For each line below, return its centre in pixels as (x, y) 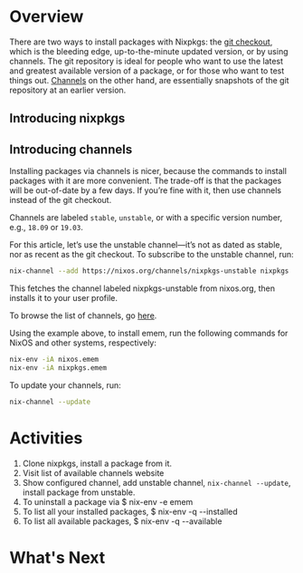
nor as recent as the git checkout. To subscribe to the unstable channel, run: (151, 255)
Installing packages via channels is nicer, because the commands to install (148, 171)
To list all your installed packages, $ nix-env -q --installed (130, 511)
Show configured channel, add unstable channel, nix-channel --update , (156, 482)
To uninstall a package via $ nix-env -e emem (108, 501)
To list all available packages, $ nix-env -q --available (122, 521)
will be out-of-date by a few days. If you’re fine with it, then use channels (146, 190)
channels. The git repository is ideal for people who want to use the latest (146, 61)
